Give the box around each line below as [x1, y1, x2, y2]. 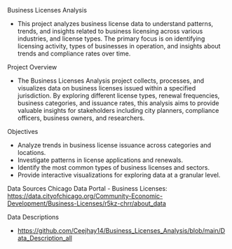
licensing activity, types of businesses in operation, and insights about [17, 42, 221, 50]
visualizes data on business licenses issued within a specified [17, 84, 196, 92]
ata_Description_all [17, 234, 72, 242]
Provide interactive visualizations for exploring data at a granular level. [17, 171, 221, 179]
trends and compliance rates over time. [17, 49, 131, 58]
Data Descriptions [7, 213, 60, 221]
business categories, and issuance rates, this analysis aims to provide [17, 99, 219, 107]
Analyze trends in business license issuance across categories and [17, 141, 212, 149]
